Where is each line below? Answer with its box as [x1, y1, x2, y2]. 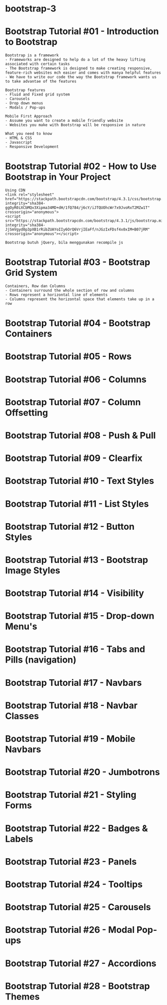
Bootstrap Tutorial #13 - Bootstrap [5, 554, 148, 565]
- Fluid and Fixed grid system [5, 92, 70, 97]
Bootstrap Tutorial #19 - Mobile [5, 733, 136, 744]
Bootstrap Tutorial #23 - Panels [5, 856, 137, 867]
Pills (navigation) [5, 654, 77, 666]
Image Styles [5, 564, 61, 576]
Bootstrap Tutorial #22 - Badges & [5, 822, 148, 834]
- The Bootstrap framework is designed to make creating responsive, [5, 66, 153, 71]
